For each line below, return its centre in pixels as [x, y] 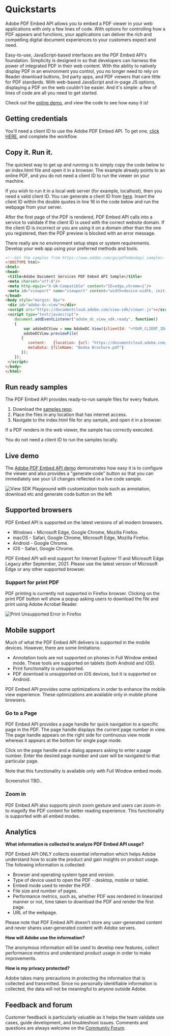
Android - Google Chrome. [40, 543]
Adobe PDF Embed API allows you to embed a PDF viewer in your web [79, 23]
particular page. [22, 761]
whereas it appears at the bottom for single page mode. [64, 740]
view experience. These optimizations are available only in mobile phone [81, 694]
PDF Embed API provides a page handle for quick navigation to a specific [82, 724]
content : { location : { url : [59, 343]
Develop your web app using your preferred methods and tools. [72, 248]
